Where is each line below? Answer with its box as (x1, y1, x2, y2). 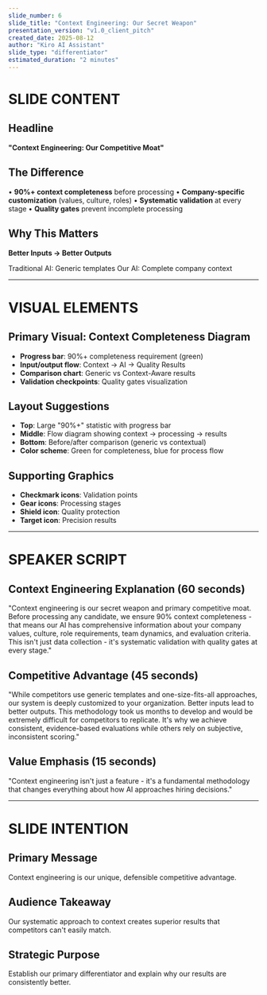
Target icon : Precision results (19, 516, 117, 525)
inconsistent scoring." (8, 732, 79, 741)
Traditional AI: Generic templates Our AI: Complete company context (8, 263, 233, 273)
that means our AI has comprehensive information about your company (8, 621, 242, 630)
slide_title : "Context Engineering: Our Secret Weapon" (8, 19, 197, 27)
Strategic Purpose (8, 947, 100, 962)
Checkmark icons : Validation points (19, 490, 138, 500)
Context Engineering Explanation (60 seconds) (8, 582, 246, 596)
